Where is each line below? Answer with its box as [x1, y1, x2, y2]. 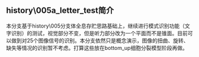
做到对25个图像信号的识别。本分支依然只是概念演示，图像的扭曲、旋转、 [11, 37, 189, 44]
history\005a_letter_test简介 [6, 5, 114, 16]
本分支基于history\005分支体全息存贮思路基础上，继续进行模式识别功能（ [6, 22, 185, 29]
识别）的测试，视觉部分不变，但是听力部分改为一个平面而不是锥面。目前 [11, 29, 188, 36]
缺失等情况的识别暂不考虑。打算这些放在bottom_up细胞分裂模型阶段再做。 [6, 44, 188, 51]
